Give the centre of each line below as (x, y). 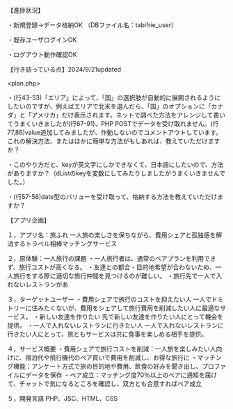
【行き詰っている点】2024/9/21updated (64, 69)
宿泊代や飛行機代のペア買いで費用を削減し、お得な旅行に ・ (112, 358)
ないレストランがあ (40, 284)
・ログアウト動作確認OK (42, 55)
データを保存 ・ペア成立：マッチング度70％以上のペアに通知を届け (121, 375)
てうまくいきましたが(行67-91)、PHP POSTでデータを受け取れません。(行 (113, 123)
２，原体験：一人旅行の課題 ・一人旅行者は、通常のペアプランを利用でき (112, 258)
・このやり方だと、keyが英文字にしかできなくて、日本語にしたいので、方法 (115, 165)
